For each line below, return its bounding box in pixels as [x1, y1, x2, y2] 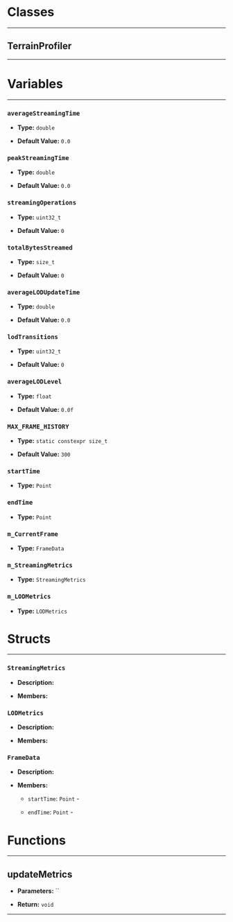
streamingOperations [7, 199, 77, 207]
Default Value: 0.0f [17, 405, 74, 413]
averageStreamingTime [7, 109, 80, 117]
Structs [7, 631, 51, 647]
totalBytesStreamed [7, 243, 73, 252]
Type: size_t [17, 257, 55, 266]
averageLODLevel [7, 378, 62, 385]
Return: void [17, 901, 54, 909]
